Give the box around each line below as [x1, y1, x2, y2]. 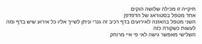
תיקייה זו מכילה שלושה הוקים [131, 5, 196, 12]
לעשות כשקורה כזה [153, 24, 196, 31]
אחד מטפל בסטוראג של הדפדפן [124, 11, 196, 19]
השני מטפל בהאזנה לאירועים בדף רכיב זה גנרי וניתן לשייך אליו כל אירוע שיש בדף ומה [6, 18, 196, 25]
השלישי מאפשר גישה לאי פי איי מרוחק [110, 31, 196, 38]
